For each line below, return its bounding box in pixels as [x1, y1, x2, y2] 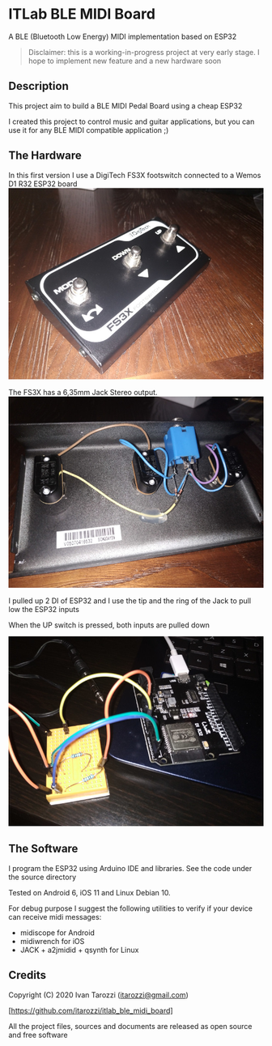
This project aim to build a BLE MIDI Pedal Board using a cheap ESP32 [8, 100, 243, 110]
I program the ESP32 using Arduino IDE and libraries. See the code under [8, 863, 253, 873]
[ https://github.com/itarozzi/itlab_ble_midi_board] [8, 1006, 173, 1015]
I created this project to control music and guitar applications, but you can [8, 117, 255, 126]
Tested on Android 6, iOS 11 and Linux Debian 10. [8, 887, 172, 897]
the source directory [8, 872, 77, 882]
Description [8, 79, 69, 93]
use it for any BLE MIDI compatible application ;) [8, 125, 169, 134]
